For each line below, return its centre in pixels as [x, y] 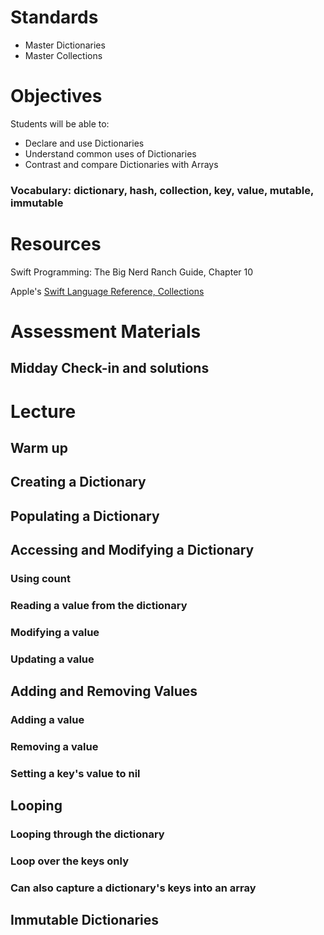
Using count [40, 578]
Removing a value [54, 746]
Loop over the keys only [69, 861]
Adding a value [47, 720]
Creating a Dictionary [78, 482]
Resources [56, 243]
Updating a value [52, 659]
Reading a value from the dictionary [99, 605]
